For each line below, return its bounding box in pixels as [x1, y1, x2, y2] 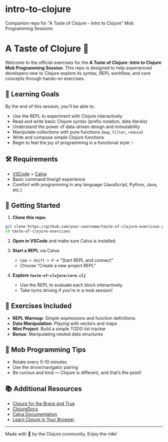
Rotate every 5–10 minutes [12, 359, 67, 365]
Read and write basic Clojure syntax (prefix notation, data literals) [12, 118, 147, 124]
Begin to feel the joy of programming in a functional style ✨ [12, 139, 134, 146]
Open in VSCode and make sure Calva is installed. [12, 238, 116, 244]
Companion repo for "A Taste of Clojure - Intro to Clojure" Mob [5, 20, 134, 26]
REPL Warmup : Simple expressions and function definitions [12, 315, 135, 321]
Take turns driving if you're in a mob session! [19, 287, 113, 293]
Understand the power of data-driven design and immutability [12, 124, 140, 130]
